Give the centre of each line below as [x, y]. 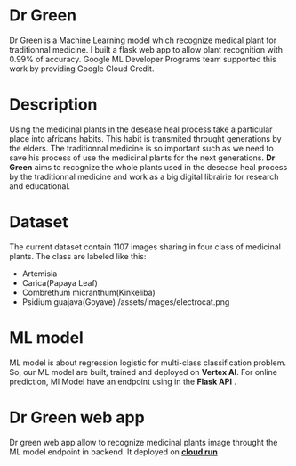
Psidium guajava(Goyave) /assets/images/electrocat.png [126, 302]
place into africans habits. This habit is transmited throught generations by [145, 138]
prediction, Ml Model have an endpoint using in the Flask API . [123, 381]
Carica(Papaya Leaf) [60, 282]
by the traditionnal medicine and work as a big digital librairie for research [144, 176]
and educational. [40, 186]
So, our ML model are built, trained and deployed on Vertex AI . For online [144, 372]
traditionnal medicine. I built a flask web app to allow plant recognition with [146, 49]
